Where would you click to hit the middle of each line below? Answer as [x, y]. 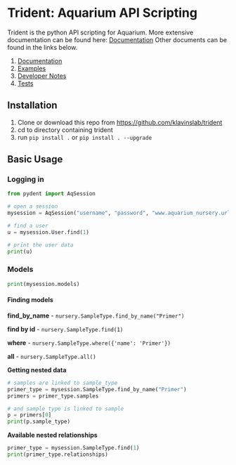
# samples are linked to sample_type [63, 383]
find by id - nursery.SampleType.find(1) [65, 329]
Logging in [26, 179]
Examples [32, 68]
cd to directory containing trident [65, 130]
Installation [32, 106]
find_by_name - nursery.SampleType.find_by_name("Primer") [96, 315]
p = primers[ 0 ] [29, 415]
